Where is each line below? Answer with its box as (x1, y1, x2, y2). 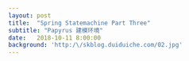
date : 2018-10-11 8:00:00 (8, 33, 102, 42)
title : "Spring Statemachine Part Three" (8, 19, 151, 27)
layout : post (8, 11, 52, 20)
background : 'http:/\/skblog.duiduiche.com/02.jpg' (8, 41, 183, 49)
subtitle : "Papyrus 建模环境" (8, 26, 103, 34)
